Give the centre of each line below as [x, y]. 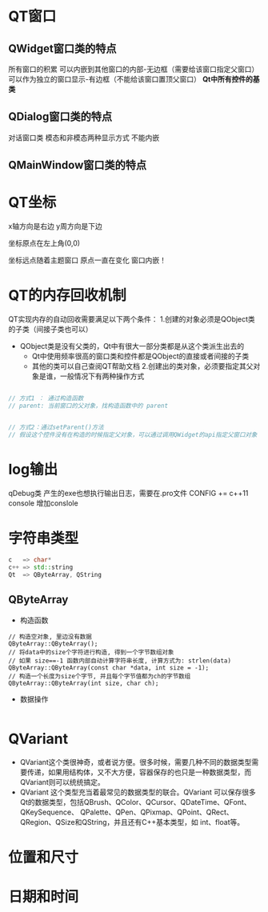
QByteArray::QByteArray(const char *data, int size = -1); [109, 668]
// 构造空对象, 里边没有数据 [50, 637]
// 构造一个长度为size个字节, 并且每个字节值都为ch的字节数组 [100, 676]
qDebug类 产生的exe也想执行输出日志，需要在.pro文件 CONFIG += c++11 [128, 493]
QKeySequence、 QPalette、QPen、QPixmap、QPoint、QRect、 [126, 812]
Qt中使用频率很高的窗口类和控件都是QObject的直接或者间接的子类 [140, 356]
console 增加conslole [43, 503]
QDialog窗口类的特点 [60, 117]
